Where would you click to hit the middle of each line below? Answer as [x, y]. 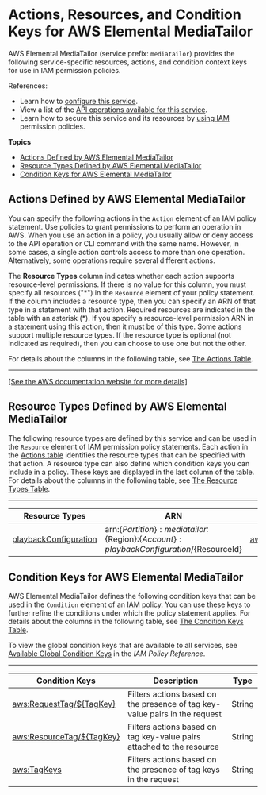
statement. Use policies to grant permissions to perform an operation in [125, 226]
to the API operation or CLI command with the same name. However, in [124, 243]
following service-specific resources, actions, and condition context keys [128, 62]
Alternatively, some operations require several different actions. [112, 260]
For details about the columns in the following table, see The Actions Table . [131, 358]
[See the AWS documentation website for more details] [98, 381]
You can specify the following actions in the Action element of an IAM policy [133, 218]
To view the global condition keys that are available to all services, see [123, 646]
